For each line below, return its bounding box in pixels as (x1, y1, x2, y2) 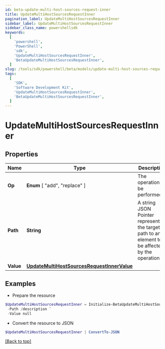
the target (137, 224, 161, 231)
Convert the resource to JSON (12, 320, 74, 326)
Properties (5, 150, 38, 158)
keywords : (5, 30, 26, 35)
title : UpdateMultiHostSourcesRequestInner (5, 12, 96, 17)
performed (137, 191, 163, 198)
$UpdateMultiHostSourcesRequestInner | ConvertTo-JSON (5, 329, 120, 335)
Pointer (137, 212, 154, 219)
